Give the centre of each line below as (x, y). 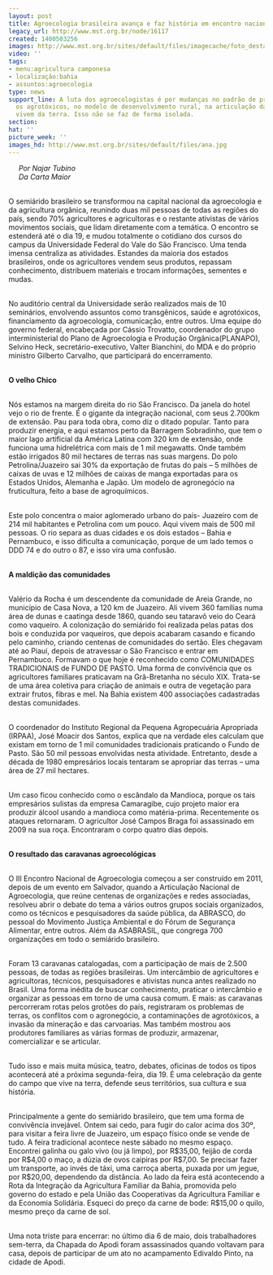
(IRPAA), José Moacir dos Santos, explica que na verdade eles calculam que (136, 736)
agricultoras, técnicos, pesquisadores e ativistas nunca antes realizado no (132, 980)
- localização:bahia (43, 77)
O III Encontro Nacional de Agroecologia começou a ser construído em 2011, (136, 878)
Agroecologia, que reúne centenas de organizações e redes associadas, (130, 895)
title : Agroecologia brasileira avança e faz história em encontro (125, 24)
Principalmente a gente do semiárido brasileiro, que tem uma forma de (127, 1116)
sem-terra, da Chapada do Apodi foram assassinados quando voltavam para (136, 1244)
